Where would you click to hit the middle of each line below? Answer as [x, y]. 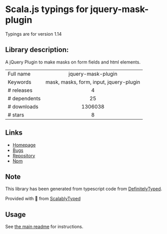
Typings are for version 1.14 [33, 34]
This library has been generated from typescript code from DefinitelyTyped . [84, 189]
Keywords [20, 82]
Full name [19, 74]
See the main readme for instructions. [44, 227]
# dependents [24, 98]
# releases [20, 90]
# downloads [23, 106]
